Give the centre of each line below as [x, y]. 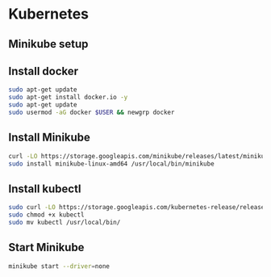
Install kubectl [45, 189]
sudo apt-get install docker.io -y [68, 98]
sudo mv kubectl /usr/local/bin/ [65, 223]
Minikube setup [48, 44]
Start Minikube [46, 248]
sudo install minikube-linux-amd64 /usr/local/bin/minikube [112, 164]
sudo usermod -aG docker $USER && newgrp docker [92, 113]
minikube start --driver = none [59, 266]
